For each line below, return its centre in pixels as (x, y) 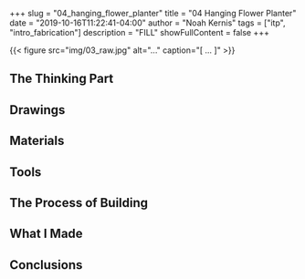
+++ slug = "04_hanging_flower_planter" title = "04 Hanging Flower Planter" (153, 13)
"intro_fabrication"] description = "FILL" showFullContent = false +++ (139, 32)
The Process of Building (79, 203)
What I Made (47, 234)
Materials (37, 141)
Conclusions (46, 265)
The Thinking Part (62, 79)
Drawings (37, 110)
